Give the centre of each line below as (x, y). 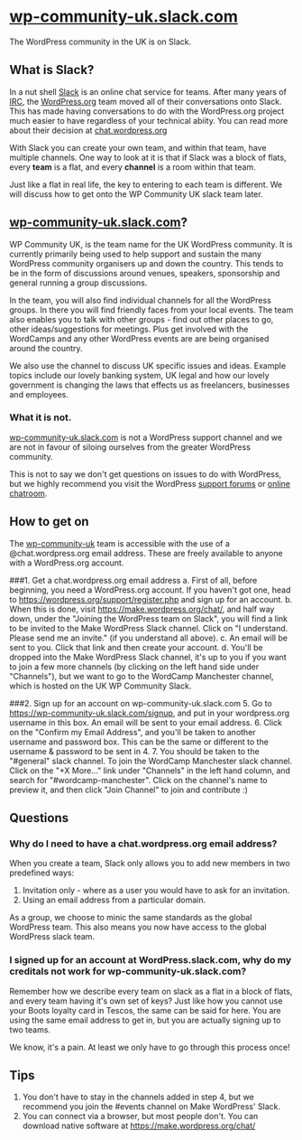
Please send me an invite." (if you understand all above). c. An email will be (149, 638)
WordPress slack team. (52, 937)
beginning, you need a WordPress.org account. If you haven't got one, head (150, 590)
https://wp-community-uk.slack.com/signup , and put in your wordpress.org (150, 713)
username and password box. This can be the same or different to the (139, 742)
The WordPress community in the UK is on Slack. (101, 42)
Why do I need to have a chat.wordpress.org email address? (143, 844)
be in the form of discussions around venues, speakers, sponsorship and (145, 273)
